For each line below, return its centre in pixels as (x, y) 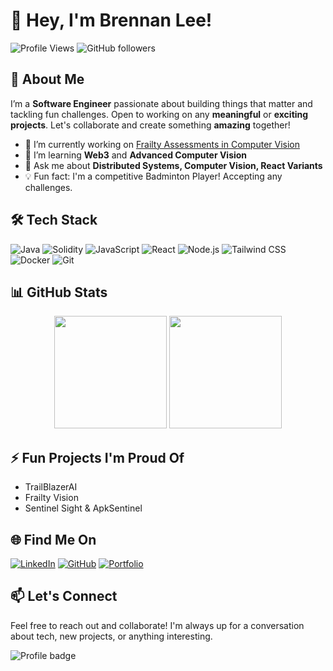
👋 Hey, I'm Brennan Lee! (111, 20)
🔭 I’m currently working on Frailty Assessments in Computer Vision (162, 144)
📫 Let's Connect (64, 596)
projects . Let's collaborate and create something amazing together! (150, 125)
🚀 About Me (47, 79)
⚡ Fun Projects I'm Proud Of (97, 457)
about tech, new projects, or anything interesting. (111, 636)
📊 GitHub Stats (59, 292)
